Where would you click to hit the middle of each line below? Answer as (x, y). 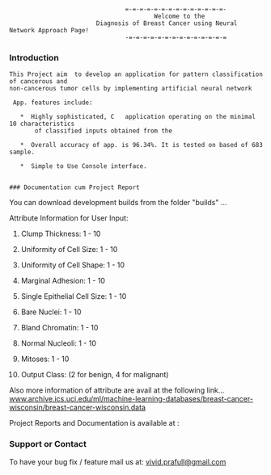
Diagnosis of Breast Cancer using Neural (167, 23)
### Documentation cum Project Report (74, 187)
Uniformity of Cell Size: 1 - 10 (69, 250)
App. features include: (53, 103)
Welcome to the (180, 16)
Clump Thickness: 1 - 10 (61, 234)
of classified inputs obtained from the (104, 131)
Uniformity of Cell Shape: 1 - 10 (72, 265)
